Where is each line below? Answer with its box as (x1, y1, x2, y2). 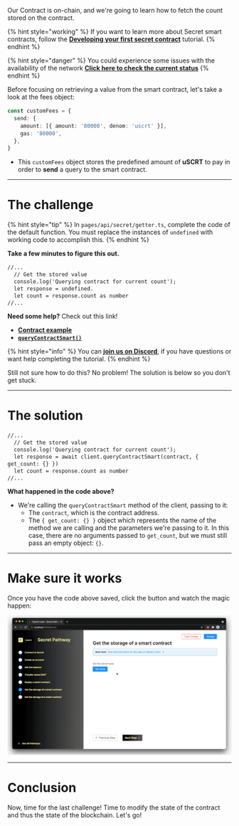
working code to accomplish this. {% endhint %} (7, 235, 149, 244)
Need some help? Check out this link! (7, 312, 118, 321)
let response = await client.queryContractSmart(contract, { (14, 453, 199, 461)
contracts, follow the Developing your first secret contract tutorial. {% (7, 35, 216, 43)
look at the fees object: (7, 92, 75, 101)
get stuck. (7, 376, 37, 385)
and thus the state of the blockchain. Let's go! (7, 810, 142, 819)
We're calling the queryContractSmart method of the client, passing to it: (17, 501, 228, 509)
